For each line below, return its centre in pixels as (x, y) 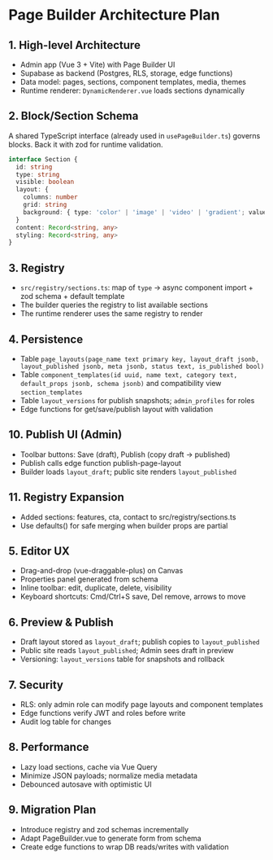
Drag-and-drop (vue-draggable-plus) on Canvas (102, 571)
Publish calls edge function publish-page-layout (100, 463)
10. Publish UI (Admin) (65, 434)
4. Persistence (46, 339)
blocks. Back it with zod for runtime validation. (86, 144)
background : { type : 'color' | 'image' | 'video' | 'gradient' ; (134, 212)
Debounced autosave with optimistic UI (86, 784)
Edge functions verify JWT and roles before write (103, 713)
